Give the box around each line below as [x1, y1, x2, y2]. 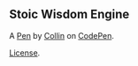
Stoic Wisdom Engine [9, 7, 130, 22]
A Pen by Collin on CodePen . [9, 30, 115, 40]
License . [9, 48, 41, 58]
